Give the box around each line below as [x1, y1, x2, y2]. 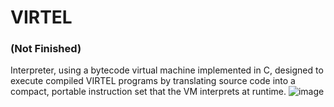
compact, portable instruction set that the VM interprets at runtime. [10, 86, 287, 98]
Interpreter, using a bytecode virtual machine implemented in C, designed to [10, 64, 324, 76]
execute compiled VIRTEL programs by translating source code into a [10, 75, 296, 87]
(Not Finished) [10, 42, 82, 56]
